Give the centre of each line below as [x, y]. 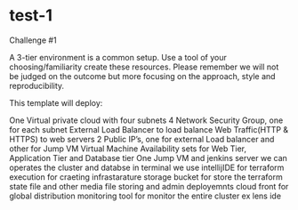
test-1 [31, 16]
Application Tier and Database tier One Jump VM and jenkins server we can [148, 157]
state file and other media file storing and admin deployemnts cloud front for [149, 186]
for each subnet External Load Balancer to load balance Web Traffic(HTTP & [149, 129]
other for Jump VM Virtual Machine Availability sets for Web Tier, [128, 149]
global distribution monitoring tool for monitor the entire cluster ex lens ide [145, 196]
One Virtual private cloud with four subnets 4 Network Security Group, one [146, 120]
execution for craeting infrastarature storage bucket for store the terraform [146, 177]
